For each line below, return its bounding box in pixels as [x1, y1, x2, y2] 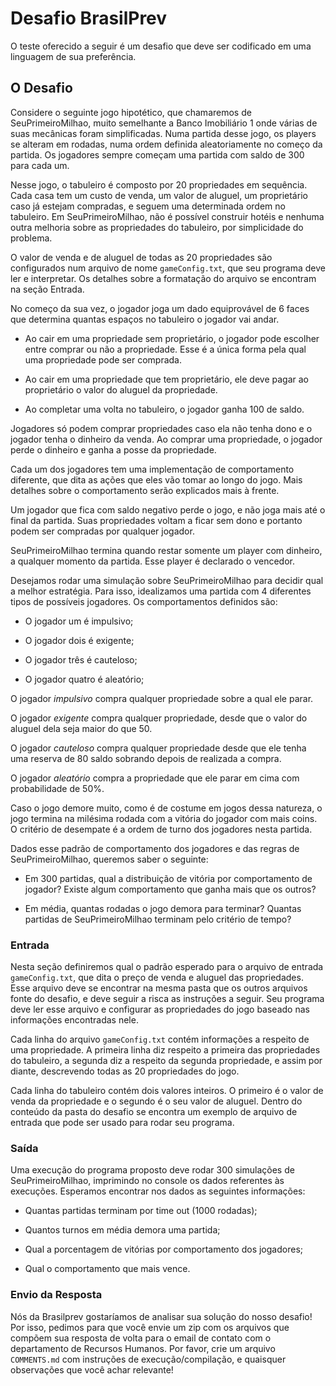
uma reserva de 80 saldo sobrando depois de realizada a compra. [10, 752, 282, 764]
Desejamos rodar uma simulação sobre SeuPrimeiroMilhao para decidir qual [10, 574, 324, 586]
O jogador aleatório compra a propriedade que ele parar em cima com [10, 772, 300, 784]
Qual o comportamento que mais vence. [24, 1263, 191, 1275]
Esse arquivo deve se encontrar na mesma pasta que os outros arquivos [10, 982, 308, 994]
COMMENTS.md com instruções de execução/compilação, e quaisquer [10, 1353, 287, 1365]
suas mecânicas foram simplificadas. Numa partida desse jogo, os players [10, 127, 317, 139]
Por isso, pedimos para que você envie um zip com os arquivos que [10, 1321, 290, 1333]
